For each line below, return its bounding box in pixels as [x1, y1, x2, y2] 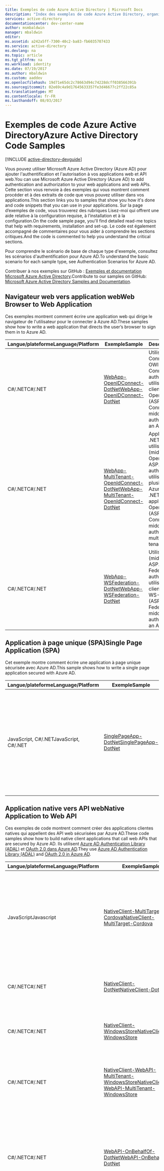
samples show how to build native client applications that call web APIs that [5, 835, 157, 841]
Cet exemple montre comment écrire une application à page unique [5, 659, 141, 665]
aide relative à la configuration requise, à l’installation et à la [5, 213, 125, 219]
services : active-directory [5, 16, 62, 21]
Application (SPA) [5, 646, 60, 655]
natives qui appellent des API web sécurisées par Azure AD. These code [5, 830, 149, 836]
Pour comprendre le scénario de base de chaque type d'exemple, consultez [5, 248, 158, 254]
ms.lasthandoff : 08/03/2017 [5, 98, 62, 103]
